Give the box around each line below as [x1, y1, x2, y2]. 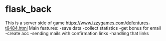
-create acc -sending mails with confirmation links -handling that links [5, 30, 149, 36]
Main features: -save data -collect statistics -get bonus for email [29, 25, 161, 31]
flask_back [5, 3, 52, 15]
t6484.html [5, 25, 28, 31]
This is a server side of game [5, 20, 65, 26]
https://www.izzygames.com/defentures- [65, 20, 151, 26]
